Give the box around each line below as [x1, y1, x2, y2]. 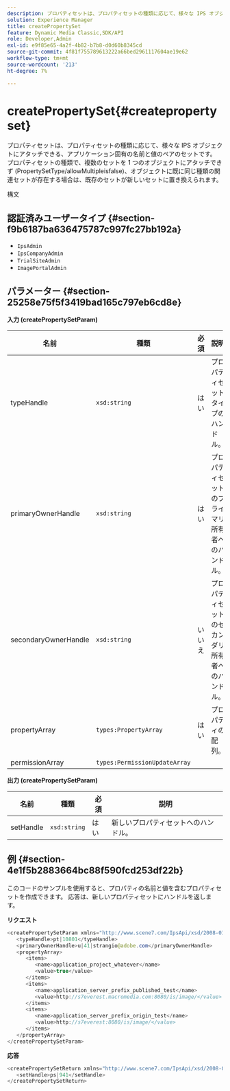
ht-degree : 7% [7, 67, 48, 74]
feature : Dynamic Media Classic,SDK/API [7, 29, 125, 36]
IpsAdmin [16, 243, 42, 250]
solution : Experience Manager [7, 16, 94, 23]
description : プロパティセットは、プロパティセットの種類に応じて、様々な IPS [7, 10, 207, 17]
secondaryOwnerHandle [10, 635, 90, 644]
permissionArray [10, 758, 64, 767]
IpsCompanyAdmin [16, 250, 64, 258]
